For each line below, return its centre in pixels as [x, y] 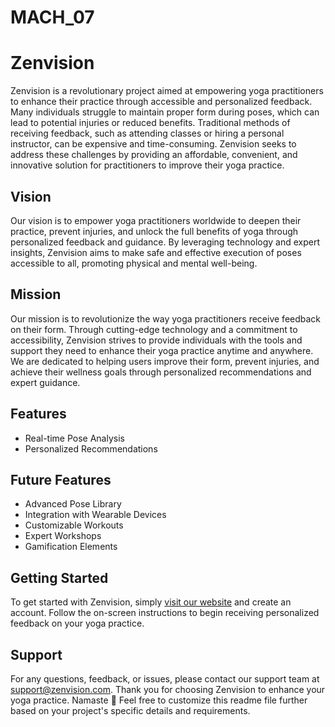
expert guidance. [45, 382]
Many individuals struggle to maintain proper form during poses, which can [165, 112]
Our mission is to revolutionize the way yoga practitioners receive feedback [166, 318]
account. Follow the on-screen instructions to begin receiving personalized [165, 613]
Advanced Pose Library [73, 504]
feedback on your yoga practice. [77, 623]
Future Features [61, 479]
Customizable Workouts [74, 525]
